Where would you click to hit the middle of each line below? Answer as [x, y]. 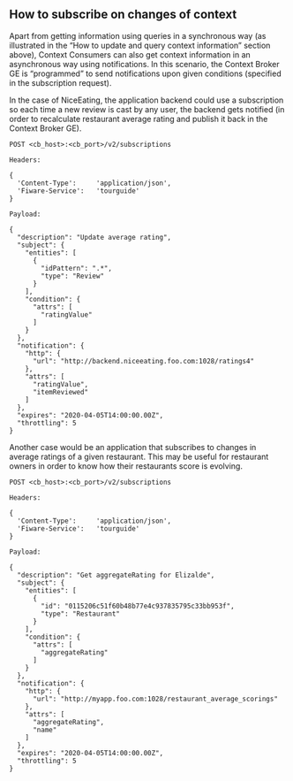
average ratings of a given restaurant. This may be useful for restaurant [139, 456]
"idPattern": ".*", [77, 268]
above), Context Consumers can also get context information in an [130, 54]
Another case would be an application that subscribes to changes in [133, 447]
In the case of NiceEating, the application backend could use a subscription [146, 100]
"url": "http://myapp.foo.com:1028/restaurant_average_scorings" [155, 699]
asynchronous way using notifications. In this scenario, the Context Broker [144, 64]
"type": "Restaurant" [81, 614]
